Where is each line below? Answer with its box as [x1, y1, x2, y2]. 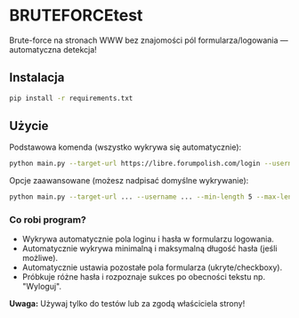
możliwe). [21, 253, 59, 264]
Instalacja [9, 70, 65, 86]
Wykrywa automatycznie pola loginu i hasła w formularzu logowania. [21, 233, 274, 245]
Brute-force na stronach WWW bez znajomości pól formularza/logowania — [9, 35, 289, 45]
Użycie [9, 118, 49, 134]
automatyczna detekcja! [9, 44, 98, 54]
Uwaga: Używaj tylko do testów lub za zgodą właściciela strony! [9, 298, 246, 309]
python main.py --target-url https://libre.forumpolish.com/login [9, 159, 261, 168]
